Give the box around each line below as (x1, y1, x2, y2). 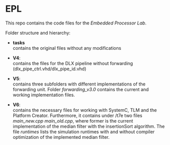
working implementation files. (12, 92, 75, 98)
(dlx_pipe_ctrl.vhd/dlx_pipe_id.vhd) (12, 66, 87, 72)
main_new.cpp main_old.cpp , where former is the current (12, 118, 134, 124)
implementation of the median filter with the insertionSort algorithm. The (12, 123, 165, 129)
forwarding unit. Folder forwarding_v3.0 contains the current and (12, 86, 149, 92)
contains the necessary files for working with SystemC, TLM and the (12, 107, 157, 113)
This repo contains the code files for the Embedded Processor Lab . (5, 20, 147, 26)
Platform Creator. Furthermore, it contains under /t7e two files (12, 112, 142, 119)
